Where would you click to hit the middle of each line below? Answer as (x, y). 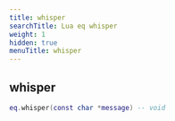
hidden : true (33, 43)
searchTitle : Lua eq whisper (63, 26)
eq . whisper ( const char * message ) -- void (87, 108)
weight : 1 (28, 34)
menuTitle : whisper (46, 51)
